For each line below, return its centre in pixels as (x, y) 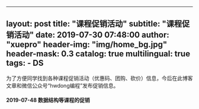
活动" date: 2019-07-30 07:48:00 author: (92, 35)
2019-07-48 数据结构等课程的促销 (48, 100)
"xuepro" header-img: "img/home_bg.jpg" (87, 45)
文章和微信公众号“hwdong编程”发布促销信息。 (62, 85)
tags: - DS (25, 63)
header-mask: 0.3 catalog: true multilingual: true (98, 54)
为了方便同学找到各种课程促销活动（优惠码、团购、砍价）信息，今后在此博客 (99, 78)
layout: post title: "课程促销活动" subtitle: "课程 (94, 24)
